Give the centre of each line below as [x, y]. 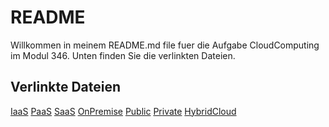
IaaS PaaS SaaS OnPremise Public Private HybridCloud [123, 111]
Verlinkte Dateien [66, 87]
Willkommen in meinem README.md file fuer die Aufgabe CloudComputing [165, 45]
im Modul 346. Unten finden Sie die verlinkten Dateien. [123, 55]
